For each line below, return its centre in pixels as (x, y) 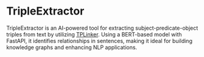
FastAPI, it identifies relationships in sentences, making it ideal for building (100, 41)
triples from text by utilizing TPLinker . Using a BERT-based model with (94, 34)
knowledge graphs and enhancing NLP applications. (72, 47)
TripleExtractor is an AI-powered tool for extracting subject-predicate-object (102, 28)
